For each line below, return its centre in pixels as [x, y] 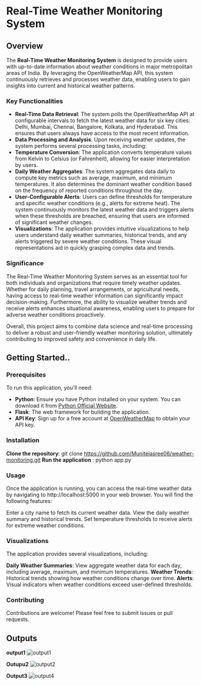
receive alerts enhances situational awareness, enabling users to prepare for [100, 308]
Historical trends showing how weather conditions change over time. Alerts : [100, 578]
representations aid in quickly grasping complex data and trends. [95, 248]
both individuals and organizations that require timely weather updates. [94, 283]
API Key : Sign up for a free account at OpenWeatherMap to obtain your [103, 419]
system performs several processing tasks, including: [81, 146]
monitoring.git [23, 460]
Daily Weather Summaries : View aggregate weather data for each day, [94, 566]
